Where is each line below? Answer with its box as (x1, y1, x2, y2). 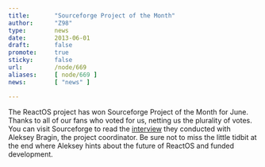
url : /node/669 (8, 64, 87, 72)
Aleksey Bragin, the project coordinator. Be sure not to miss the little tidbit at (8, 132, 257, 142)
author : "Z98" (8, 19, 73, 27)
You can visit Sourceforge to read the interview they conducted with (8, 124, 232, 134)
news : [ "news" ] (8, 78, 90, 86)
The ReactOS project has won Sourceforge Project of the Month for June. (8, 107, 248, 116)
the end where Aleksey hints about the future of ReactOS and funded (8, 141, 235, 150)
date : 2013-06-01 (8, 33, 90, 42)
